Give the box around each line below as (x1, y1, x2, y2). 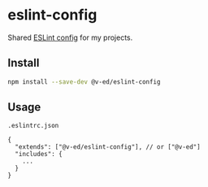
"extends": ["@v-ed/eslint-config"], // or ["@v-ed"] (15, 143, 201, 151)
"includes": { (15, 150, 63, 159)
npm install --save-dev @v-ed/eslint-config (7, 77, 161, 86)
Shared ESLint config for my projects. (7, 33, 133, 42)
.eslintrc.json (7, 122, 59, 130)
